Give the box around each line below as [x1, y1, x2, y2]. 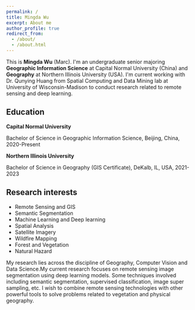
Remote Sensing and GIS [14, 203, 76, 210]
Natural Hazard [14, 248, 52, 255]
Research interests [6, 187, 78, 198]
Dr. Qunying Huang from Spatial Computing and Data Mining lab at [6, 77, 168, 84]
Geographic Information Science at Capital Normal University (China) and [6, 64, 188, 71]
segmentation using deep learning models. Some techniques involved [6, 271, 177, 278]
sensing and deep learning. [6, 90, 73, 97]
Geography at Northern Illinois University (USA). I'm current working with [6, 71, 186, 78]
